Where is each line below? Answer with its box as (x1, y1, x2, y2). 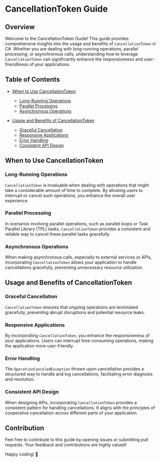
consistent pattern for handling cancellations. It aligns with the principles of (5, 405, 155, 411)
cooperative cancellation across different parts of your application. (5, 410, 138, 416)
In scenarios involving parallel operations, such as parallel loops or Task (5, 221, 148, 226)
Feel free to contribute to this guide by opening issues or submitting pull (5, 437, 148, 443)
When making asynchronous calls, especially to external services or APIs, (5, 254, 152, 260)
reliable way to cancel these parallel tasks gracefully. (5, 231, 111, 237)
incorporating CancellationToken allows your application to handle (5, 259, 137, 265)
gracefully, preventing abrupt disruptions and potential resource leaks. (5, 309, 145, 315)
